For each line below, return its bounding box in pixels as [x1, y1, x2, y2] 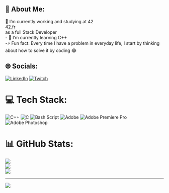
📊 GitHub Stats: [5, 138, 74, 149]
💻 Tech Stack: [5, 94, 67, 105]
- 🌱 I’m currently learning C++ [5, 34, 67, 40]
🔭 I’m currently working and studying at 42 [5, 18, 94, 24]
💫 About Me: [5, 5, 45, 14]
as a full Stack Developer [5, 29, 57, 35]
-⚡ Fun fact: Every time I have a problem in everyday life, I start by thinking [5, 40, 160, 46]
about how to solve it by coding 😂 [5, 47, 77, 53]
